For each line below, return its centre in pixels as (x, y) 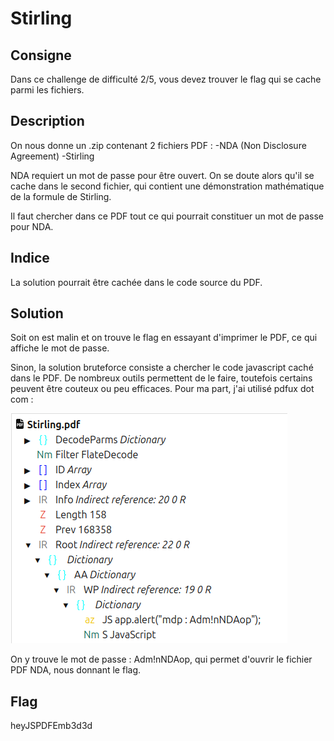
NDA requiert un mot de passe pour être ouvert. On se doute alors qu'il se (162, 175)
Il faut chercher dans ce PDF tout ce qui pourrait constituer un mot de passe (167, 216)
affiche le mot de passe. (60, 348)
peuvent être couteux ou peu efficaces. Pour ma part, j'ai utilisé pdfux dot (162, 389)
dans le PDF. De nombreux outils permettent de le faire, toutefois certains (161, 378)
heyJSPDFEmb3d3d (51, 726)
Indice (30, 258)
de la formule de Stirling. (61, 196)
